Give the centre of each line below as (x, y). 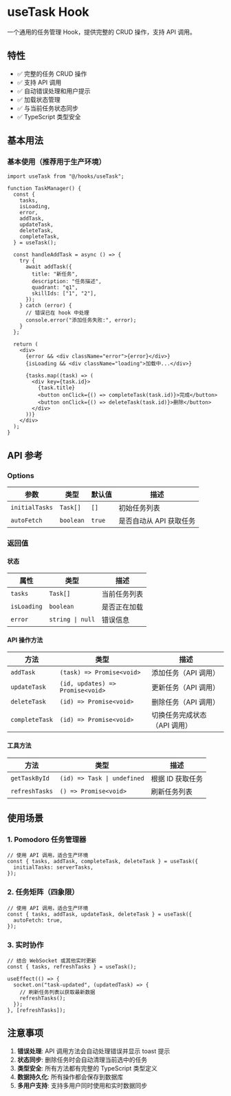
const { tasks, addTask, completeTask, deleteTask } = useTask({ (102, 862)
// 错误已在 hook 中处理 (57, 313)
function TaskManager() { (44, 189)
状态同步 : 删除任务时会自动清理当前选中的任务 (82, 1059)
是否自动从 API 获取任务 (157, 521)
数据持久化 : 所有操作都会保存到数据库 (70, 1077)
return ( (26, 344)
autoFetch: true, (38, 920)
